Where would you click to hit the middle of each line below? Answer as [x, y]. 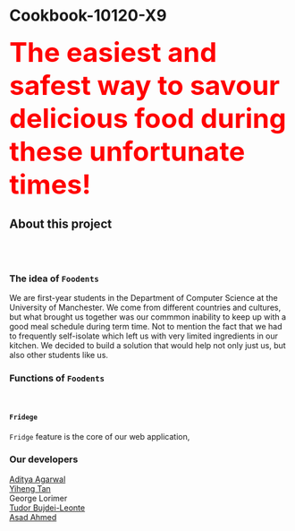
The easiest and [113, 52]
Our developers [44, 459]
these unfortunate [127, 151]
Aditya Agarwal [38, 479]
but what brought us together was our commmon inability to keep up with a [148, 317]
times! [51, 184]
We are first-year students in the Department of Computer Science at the [144, 298]
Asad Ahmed [33, 517]
